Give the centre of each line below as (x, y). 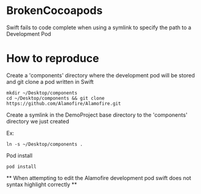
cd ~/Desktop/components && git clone (55, 98)
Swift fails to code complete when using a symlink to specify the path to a (99, 27)
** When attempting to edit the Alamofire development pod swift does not (99, 178)
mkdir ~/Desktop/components (42, 93)
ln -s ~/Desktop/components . (45, 144)
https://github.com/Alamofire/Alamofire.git (64, 103)
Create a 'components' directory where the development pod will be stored (100, 75)
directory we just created (38, 121)
